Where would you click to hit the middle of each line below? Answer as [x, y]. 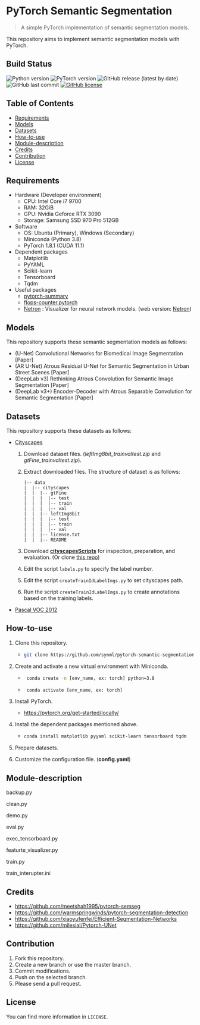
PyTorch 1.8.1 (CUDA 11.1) [54, 246]
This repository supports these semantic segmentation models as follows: [97, 342]
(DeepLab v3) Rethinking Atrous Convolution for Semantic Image [94, 379]
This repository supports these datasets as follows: [69, 431]
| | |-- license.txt [52, 535]
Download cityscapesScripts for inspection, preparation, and [99, 551]
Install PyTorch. [34, 701]
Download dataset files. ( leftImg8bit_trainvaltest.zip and [92, 454]
